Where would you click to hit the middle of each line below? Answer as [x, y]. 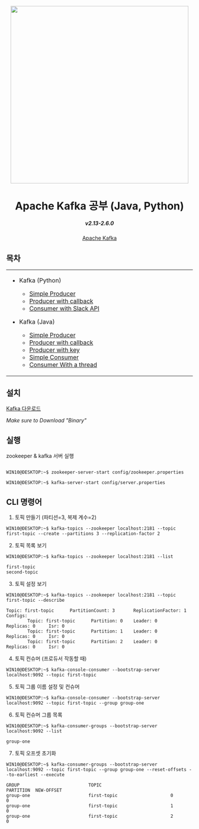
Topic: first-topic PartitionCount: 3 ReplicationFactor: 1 [96, 611]
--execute [53, 775]
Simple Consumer [54, 357]
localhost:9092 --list [34, 731]
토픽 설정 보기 [31, 584]
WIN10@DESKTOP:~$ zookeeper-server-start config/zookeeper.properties [95, 472]
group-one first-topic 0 [90, 796]
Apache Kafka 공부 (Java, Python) [99, 206]
